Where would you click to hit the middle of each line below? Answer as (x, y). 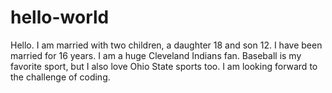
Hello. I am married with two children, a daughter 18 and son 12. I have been (166, 45)
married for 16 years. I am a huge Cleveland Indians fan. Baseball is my (156, 55)
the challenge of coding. (60, 77)
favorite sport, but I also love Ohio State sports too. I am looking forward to (164, 66)
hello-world (60, 17)
